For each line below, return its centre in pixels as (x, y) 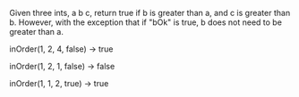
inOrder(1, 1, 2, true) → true (59, 83)
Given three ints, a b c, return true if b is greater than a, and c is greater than (150, 13)
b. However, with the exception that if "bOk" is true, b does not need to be (145, 22)
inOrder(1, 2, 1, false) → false (62, 66)
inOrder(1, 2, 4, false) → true (61, 49)
